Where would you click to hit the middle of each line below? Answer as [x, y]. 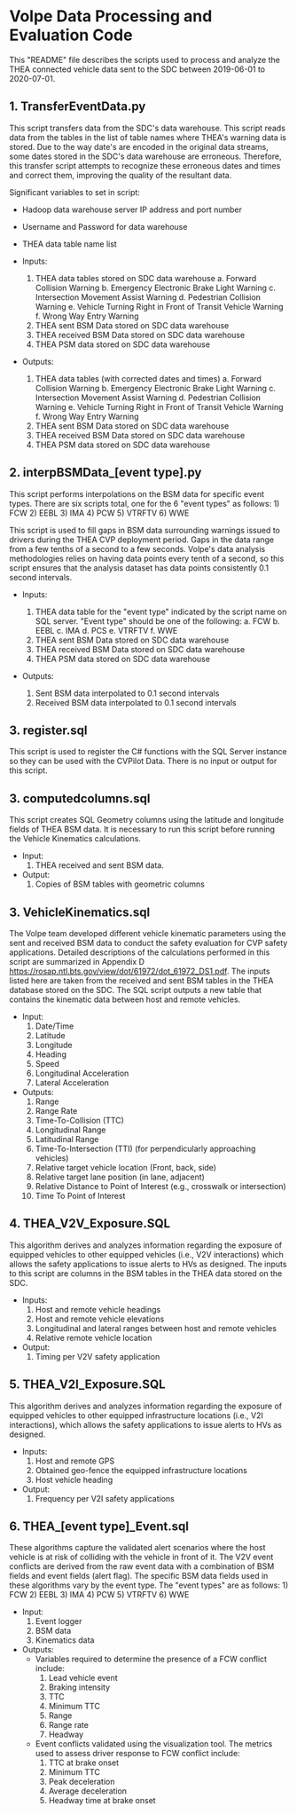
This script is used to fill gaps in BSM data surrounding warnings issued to [145, 530]
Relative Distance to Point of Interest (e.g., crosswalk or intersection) [160, 1186]
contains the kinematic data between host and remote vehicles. [125, 999]
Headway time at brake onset [102, 1801]
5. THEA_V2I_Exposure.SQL [87, 1385]
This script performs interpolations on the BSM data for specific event [137, 493]
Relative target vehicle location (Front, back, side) [126, 1167]
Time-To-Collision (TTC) [79, 1120]
